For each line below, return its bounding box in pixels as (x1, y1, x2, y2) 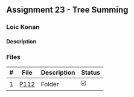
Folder (40, 80, 59, 88)
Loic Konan (6, 23, 40, 31)
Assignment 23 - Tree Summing (6, 5, 129, 15)
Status (81, 69, 101, 77)
